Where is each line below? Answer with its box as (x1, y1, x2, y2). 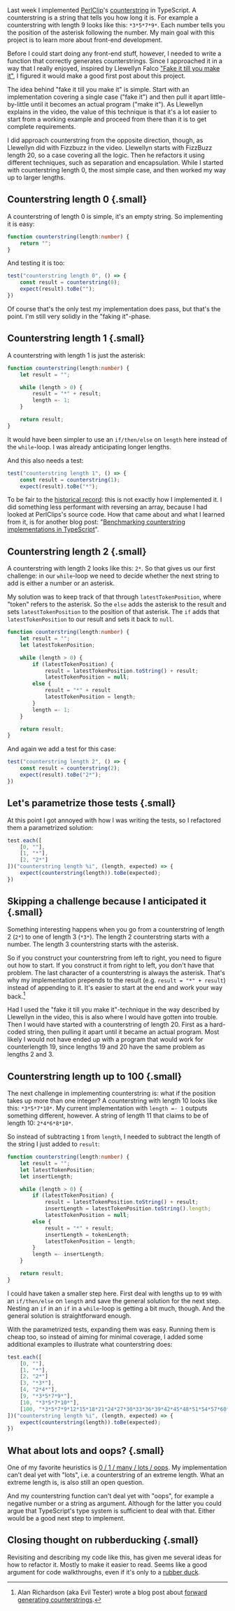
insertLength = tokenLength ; (44, 1231, 130, 1238)
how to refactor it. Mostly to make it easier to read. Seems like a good (7, 1560, 208, 1569)
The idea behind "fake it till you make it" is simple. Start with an (7, 86, 190, 93)
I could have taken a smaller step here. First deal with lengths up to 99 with (7, 1289, 222, 1298)
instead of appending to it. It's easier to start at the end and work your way (7, 983, 222, 991)
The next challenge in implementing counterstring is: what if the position (7, 1089, 215, 1098)
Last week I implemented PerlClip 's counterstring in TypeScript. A (7, 6, 197, 14)
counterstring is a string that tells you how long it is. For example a (7, 13, 199, 22)
